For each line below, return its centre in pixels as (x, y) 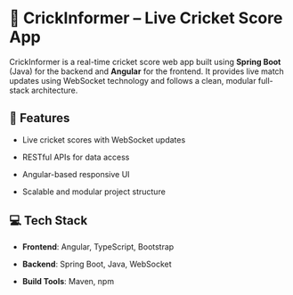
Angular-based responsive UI (76, 174)
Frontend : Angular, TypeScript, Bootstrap (98, 246)
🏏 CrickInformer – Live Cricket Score (146, 18)
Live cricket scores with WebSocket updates (104, 139)
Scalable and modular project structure (94, 192)
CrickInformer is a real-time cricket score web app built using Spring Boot (145, 61)
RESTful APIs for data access (76, 157)
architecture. (54, 90)
